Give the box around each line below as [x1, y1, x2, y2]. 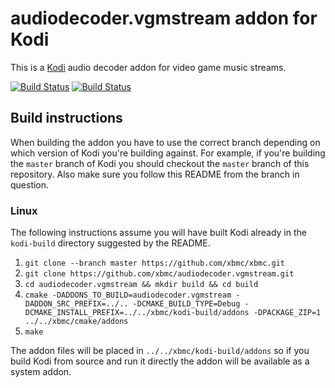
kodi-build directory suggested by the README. [10, 237, 211, 249]
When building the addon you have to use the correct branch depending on [10, 136, 321, 148]
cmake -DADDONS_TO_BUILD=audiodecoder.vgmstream [24, 290, 232, 301]
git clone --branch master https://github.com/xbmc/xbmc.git [24, 258, 286, 269]
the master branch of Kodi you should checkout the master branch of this [10, 157, 310, 169]
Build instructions [10, 110, 123, 127]
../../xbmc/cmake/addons [24, 317, 129, 327]
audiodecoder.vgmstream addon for [10, 7, 318, 30]
